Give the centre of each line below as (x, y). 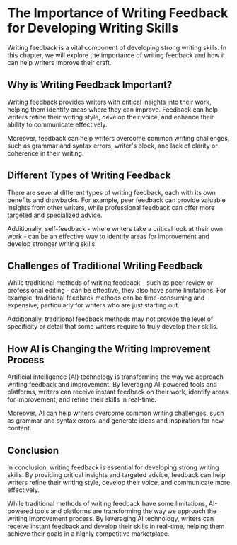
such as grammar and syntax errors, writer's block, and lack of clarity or (112, 146)
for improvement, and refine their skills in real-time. (82, 399)
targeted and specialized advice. (55, 215)
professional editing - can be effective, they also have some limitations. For (117, 291)
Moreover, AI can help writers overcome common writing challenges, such (116, 413)
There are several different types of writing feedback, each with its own (111, 192)
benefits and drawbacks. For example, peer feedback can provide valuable (117, 200)
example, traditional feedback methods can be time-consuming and (106, 298)
